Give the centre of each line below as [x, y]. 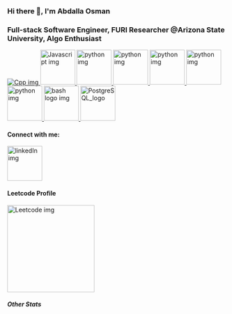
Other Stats [24, 304]
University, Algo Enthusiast [55, 38]
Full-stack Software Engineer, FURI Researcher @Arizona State [116, 29]
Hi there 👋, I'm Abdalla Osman [59, 11]
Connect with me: [34, 134]
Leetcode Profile [32, 194]
